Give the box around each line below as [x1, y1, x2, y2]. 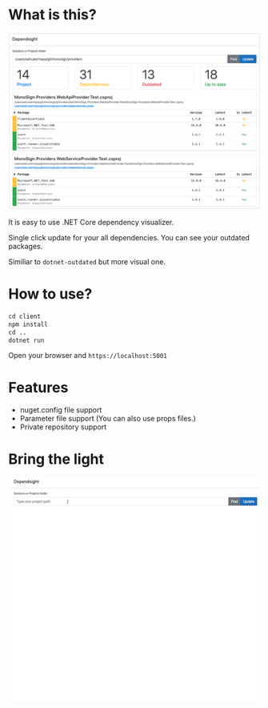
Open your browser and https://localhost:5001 [8, 350, 168, 360]
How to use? [8, 285, 93, 304]
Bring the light [8, 450, 105, 468]
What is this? [8, 6, 98, 24]
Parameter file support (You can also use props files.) [19, 413, 196, 423]
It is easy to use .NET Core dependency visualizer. [8, 217, 174, 227]
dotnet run [8, 336, 45, 344]
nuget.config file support [19, 404, 102, 414]
